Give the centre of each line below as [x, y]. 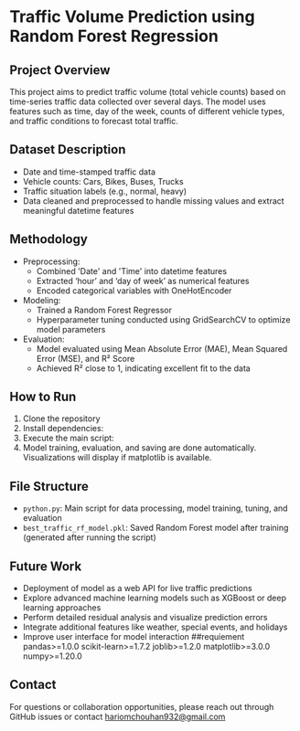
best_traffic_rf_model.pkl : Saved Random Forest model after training [155, 528]
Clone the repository [61, 418]
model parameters [71, 329]
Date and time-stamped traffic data [89, 172]
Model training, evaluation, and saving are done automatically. [139, 448]
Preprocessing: [51, 261]
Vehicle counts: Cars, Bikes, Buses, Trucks [103, 181]
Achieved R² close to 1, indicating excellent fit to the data [144, 368]
